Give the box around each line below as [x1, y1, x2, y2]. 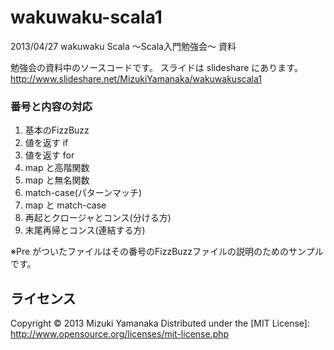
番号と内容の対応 [10, 99, 93, 113]
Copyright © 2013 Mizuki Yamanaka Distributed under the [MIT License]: [10, 317, 310, 330]
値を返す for [24, 149, 75, 161]
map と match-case [24, 199, 107, 211]
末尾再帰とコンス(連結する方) [24, 224, 146, 236]
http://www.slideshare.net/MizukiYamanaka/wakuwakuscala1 [10, 72, 262, 85]
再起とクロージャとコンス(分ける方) [24, 212, 172, 224]
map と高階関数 [24, 162, 90, 174]
